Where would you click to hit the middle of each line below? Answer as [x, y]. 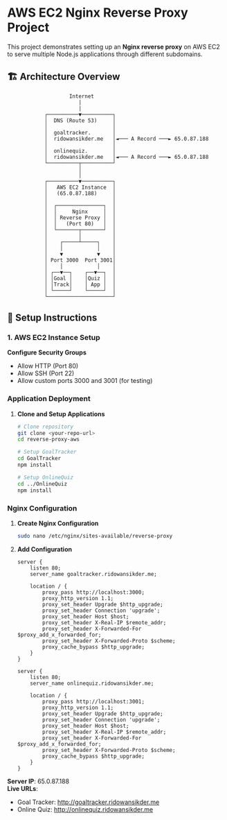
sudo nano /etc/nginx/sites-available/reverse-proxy [95, 536]
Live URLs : [22, 788]
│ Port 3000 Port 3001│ [80, 260]
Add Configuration [45, 549]
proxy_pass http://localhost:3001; [94, 701]
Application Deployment [49, 399]
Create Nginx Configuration [58, 523]
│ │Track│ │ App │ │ [80, 284]
